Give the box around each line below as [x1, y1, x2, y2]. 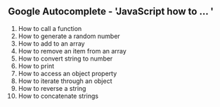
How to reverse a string [18, 84, 86, 92]
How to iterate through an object [18, 77, 112, 85]
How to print [18, 61, 55, 70]
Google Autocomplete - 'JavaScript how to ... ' [8, 6, 214, 18]
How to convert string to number [18, 54, 113, 63]
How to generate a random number [18, 32, 120, 40]
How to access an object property [18, 69, 117, 77]
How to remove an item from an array [18, 46, 127, 55]
